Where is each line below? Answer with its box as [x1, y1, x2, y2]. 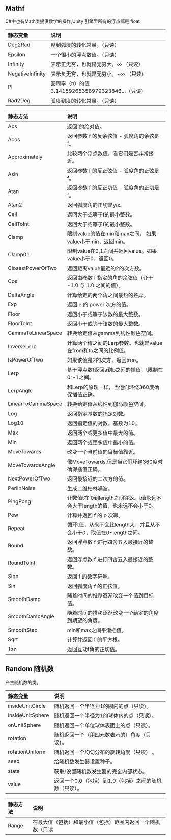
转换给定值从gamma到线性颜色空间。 [67, 329, 157, 337]
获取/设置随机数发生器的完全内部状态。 [54, 767, 148, 775]
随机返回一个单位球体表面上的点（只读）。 [54, 722, 154, 729]
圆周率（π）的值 [50, 80, 90, 87]
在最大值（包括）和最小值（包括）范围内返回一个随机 [32, 818, 160, 825]
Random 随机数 [5, 665, 54, 674]
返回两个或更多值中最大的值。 [67, 429, 139, 436]
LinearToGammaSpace [8, 400, 63, 407]
